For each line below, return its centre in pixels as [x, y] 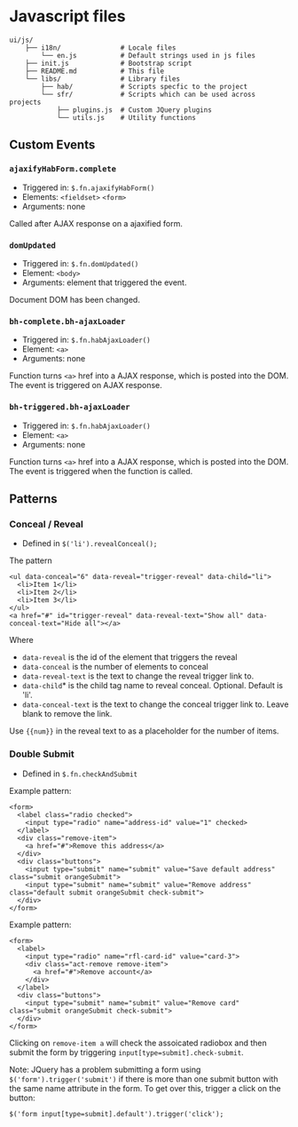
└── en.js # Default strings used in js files [148, 55]
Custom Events [52, 145]
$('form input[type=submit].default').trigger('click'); [117, 1114]
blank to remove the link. [67, 714]
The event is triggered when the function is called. [101, 471]
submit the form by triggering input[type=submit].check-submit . [126, 1052]
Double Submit [42, 754]
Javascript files [67, 16]
